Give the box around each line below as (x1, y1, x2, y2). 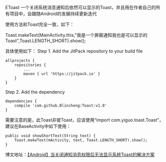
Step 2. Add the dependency (5, 89, 65, 95)
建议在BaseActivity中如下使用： (5, 123, 71, 129)
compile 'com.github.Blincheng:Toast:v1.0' (14, 103, 107, 108)
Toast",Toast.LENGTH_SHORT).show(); (5, 38, 86, 44)
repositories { (14, 62, 46, 67)
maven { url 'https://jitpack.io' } (23, 71, 100, 76)
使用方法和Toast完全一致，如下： (5, 22, 75, 27)
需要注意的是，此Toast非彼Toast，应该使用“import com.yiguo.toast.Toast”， (5, 117, 164, 123)
